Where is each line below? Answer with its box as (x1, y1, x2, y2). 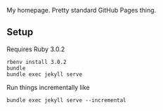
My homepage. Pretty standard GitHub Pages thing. (6, 6, 157, 14)
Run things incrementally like (6, 83, 90, 91)
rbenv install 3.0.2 (6, 58, 67, 65)
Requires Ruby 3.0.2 (6, 45, 65, 53)
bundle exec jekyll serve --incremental (6, 96, 127, 104)
